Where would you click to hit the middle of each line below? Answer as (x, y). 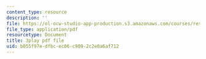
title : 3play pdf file (35, 41)
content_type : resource (37, 12)
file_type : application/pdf (42, 29)
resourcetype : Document (37, 35)
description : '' (27, 18)
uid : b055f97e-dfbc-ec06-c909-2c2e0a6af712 (63, 47)
